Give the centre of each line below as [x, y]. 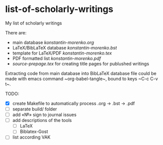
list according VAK [31, 137]
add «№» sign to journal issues [44, 115]
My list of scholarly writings [34, 23]
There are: [16, 32]
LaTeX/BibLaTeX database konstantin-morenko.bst [64, 47]
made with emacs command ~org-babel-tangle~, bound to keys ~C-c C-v [82, 78]
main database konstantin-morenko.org [53, 42]
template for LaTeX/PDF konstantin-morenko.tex [62, 53]
